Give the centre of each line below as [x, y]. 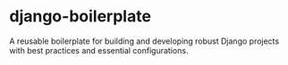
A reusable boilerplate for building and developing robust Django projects [144, 41]
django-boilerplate [80, 16]
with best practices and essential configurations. [99, 50]
